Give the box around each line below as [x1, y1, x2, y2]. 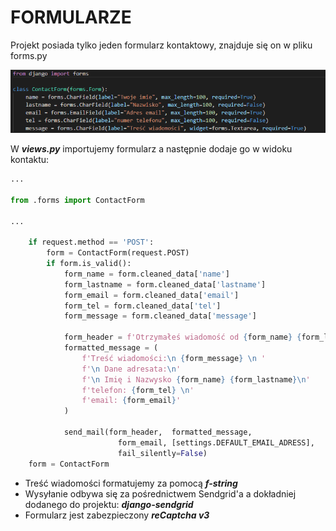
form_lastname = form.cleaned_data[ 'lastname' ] [63, 279, 267, 290]
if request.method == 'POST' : [28, 237, 155, 248]
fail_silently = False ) [117, 448, 208, 458]
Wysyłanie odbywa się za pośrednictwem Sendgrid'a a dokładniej [24, 487, 297, 500]
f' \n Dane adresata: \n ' [81, 364, 182, 374]
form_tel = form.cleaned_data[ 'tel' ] [63, 301, 222, 311]
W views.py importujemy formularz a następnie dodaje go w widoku [10, 143, 293, 155]
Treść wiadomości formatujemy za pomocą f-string [24, 477, 238, 489]
